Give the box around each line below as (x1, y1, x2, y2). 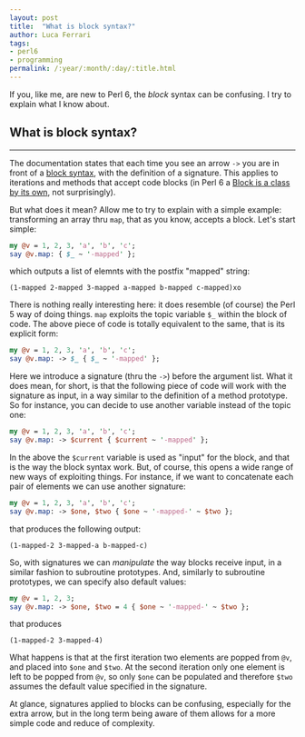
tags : (9, 38, 30, 48)
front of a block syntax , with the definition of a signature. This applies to (9, 167, 279, 178)
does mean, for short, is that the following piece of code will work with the (9, 381, 287, 392)
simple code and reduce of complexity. (9, 718, 156, 729)
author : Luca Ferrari (9, 30, 92, 39)
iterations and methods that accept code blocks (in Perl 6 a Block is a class (9, 176, 290, 187)
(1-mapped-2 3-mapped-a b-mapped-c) (9, 541, 148, 550)
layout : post (9, 13, 59, 23)
